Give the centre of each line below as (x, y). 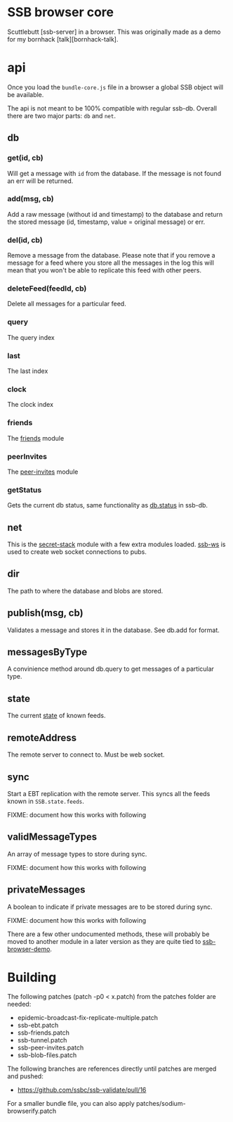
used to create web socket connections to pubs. (77, 552)
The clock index (31, 405)
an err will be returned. (40, 181)
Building (32, 977)
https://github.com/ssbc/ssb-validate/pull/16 (82, 1090)
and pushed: (25, 1076)
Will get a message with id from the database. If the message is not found (114, 173)
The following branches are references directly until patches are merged (112, 1069)
